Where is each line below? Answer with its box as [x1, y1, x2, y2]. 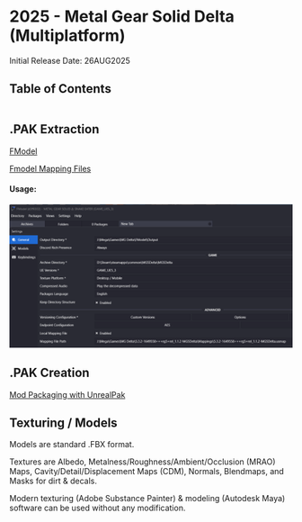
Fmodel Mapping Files [9, 163, 92, 174]
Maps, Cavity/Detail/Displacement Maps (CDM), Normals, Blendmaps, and [9, 466, 285, 477]
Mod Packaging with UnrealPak [9, 389, 126, 400]
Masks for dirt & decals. [9, 475, 97, 487]
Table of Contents [9, 81, 112, 96]
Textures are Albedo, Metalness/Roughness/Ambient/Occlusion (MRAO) [9, 456, 276, 467]
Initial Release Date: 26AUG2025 [9, 55, 130, 66]
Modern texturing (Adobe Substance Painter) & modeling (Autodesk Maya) [9, 493, 286, 504]
